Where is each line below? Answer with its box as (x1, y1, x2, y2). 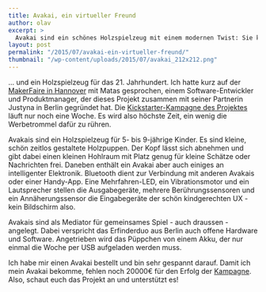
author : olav (8, 19, 51, 27)
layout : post (8, 41, 51, 49)
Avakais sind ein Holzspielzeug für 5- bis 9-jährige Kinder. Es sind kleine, (8, 135, 247, 144)
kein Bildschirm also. (8, 202, 76, 211)
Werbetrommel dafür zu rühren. (8, 119, 112, 129)
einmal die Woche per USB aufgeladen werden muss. (8, 242, 182, 252)
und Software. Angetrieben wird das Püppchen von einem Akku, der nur (8, 234, 244, 244)
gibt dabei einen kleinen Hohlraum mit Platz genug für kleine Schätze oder (8, 151, 251, 161)
